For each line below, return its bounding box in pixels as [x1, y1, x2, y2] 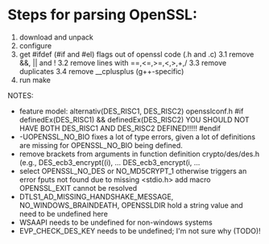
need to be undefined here [19, 209, 108, 218]
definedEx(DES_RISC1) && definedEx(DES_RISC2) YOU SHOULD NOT [19, 114, 250, 124]
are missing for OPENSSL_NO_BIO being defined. [19, 140, 183, 150]
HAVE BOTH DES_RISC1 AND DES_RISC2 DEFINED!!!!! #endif [19, 123, 221, 133]
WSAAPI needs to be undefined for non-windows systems [19, 217, 213, 227]
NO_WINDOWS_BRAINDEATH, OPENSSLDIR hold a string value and [19, 200, 243, 210]
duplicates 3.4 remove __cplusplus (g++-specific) [19, 66, 184, 76]
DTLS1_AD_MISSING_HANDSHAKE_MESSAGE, [19, 192, 174, 201]
